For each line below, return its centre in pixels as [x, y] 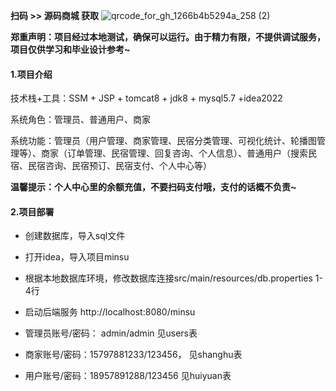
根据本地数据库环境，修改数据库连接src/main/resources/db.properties [168, 278]
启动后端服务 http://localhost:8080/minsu [110, 312]
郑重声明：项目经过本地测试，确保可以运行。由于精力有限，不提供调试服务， [168, 37]
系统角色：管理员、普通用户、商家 [80, 120]
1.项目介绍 [31, 74]
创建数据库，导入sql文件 [75, 236]
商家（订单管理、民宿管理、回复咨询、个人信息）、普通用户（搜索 [174, 153]
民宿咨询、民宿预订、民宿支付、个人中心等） [119, 166]
